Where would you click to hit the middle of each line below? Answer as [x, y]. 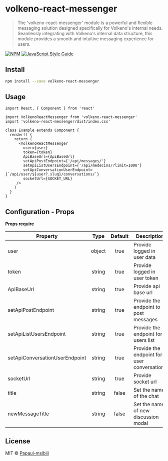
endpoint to [147, 307]
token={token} [38, 152]
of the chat [146, 396]
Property [47, 236]
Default [120, 236]
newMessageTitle [28, 414]
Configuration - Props [40, 212]
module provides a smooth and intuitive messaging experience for [85, 39]
